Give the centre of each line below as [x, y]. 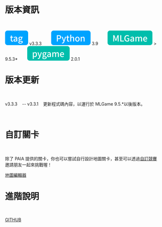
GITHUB [13, 220]
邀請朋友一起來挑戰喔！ [28, 165]
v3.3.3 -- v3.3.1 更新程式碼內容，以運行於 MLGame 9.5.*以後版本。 [75, 104]
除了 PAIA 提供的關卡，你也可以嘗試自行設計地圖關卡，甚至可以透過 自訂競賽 [81, 158]
